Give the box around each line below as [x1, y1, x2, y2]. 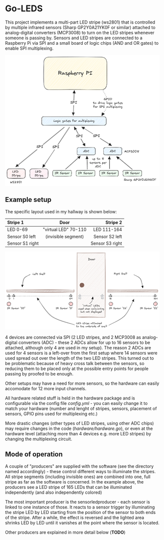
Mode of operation [5, 450, 63, 458]
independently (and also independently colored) [5, 489, 102, 495]
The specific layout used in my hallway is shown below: [5, 208, 117, 214]
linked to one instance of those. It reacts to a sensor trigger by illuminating [5, 504, 155, 510]
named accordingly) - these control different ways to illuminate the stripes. [5, 468, 156, 474]
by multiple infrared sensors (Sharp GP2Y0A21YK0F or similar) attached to [5, 24, 156, 30]
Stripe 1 [7, 220, 24, 226]
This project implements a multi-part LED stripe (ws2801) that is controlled [5, 19, 155, 25]
